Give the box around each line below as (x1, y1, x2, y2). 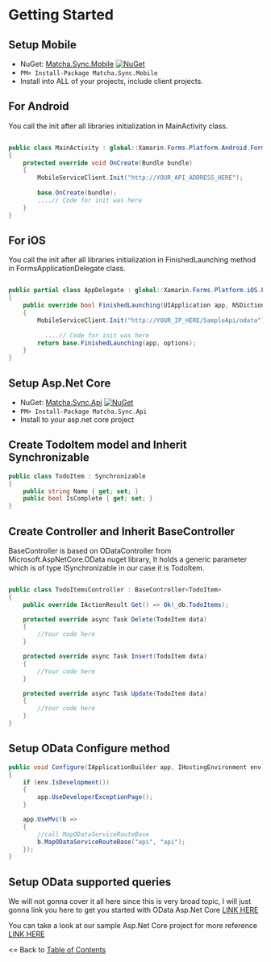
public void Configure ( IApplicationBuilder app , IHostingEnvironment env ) (8, 763, 265, 772)
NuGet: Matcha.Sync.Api (19, 397, 102, 407)
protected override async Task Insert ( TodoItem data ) (23, 652, 207, 661)
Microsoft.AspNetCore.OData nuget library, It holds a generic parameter (8, 554, 248, 564)
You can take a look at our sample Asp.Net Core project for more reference (8, 921, 258, 931)
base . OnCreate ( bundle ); (37, 189, 117, 197)
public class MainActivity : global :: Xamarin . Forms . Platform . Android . (8, 144, 251, 152)
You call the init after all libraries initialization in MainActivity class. (8, 121, 228, 131)
